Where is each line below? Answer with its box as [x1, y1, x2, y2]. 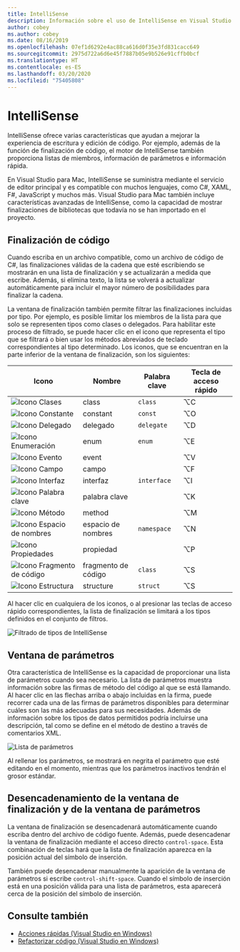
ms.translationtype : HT [7, 57, 79, 64]
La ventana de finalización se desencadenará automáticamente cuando [7, 822, 218, 831]
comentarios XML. [7, 728, 62, 737]
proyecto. [7, 214, 36, 222]
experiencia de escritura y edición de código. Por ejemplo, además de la [7, 139, 221, 147]
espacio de [82, 519, 120, 529]
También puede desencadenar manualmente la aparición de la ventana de [7, 866, 226, 875]
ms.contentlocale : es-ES [7, 64, 81, 71]
